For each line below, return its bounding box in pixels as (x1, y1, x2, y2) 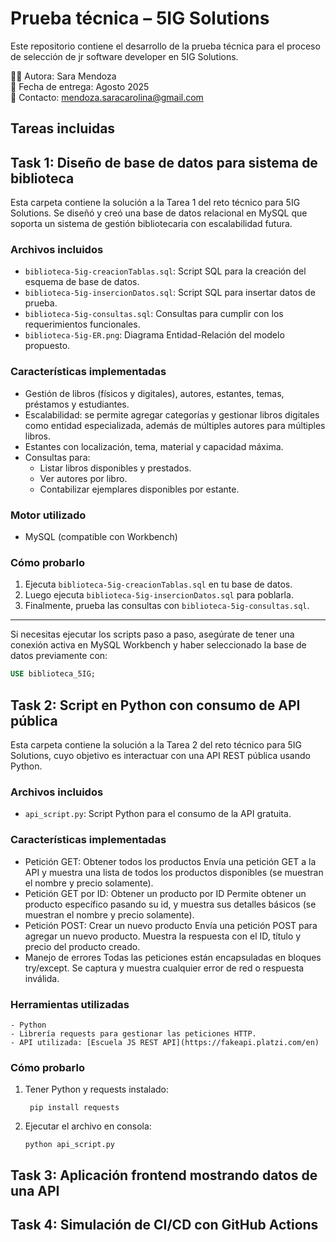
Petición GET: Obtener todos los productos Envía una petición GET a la (24, 855, 317, 867)
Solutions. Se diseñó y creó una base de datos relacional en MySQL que (10, 207, 308, 219)
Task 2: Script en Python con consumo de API (10, 697, 301, 714)
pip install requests (29, 1103, 120, 1113)
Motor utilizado (10, 508, 87, 522)
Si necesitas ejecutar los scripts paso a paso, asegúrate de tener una (10, 628, 295, 641)
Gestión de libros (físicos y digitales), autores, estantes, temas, (24, 387, 285, 399)
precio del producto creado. (24, 940, 141, 952)
